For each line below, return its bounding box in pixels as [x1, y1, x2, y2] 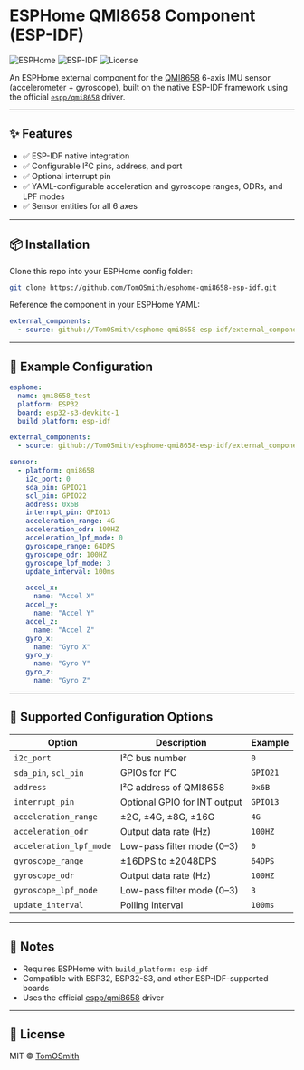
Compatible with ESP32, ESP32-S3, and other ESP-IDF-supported [22, 972, 269, 983]
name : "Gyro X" [33, 642, 91, 652]
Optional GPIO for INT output [119, 796, 242, 808]
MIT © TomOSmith [9, 1051, 80, 1062]
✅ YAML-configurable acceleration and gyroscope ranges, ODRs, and [22, 180, 283, 191]
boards [22, 982, 50, 993]
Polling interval [119, 898, 184, 911]
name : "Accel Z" [33, 626, 95, 635]
